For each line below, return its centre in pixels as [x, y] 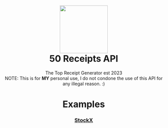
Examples [84, 104]
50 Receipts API [84, 59]
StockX [84, 120]
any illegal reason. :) [84, 84]
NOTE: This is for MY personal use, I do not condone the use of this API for [84, 78]
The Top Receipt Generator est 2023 [84, 73]
